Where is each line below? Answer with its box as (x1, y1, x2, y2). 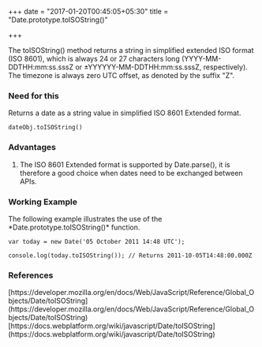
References (8, 270, 54, 281)
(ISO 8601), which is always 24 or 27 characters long (8, 54, 180, 63)
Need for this (8, 90, 59, 101)
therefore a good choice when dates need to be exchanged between (19, 168, 243, 177)
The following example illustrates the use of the (8, 214, 163, 223)
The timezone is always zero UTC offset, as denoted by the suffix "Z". (8, 71, 235, 80)
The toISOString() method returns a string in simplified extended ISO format (8, 46, 254, 54)
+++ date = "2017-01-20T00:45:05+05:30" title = (8, 7, 169, 16)
